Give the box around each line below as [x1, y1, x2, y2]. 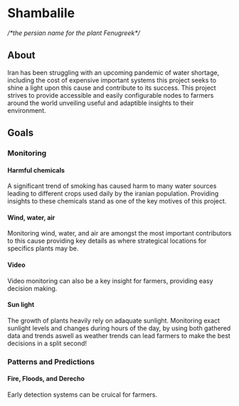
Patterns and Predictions [7, 357, 95, 367]
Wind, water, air [7, 213, 55, 222]
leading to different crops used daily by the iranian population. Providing [7, 189, 219, 198]
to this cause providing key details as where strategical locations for [7, 237, 207, 245]
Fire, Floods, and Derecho [7, 375, 85, 383]
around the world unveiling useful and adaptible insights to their [7, 98, 194, 107]
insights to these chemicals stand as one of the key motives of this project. [7, 197, 227, 205]
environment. [7, 106, 46, 115]
